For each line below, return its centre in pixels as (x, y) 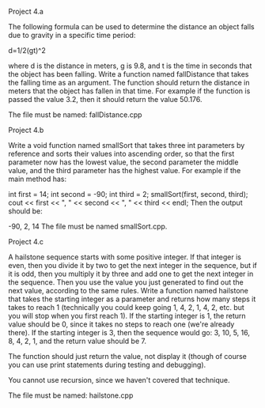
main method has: (38, 179)
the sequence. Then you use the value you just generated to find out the (126, 282)
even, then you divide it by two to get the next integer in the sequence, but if (132, 265)
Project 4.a (26, 11)
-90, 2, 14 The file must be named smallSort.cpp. (88, 226)
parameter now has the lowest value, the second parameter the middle (123, 162)
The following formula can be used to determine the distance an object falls (131, 26)
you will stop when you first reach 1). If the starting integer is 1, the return (127, 316)
